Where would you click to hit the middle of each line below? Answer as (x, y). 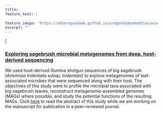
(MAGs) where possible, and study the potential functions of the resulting (78, 96)
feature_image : (20, 23)
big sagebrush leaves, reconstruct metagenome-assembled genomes (75, 91)
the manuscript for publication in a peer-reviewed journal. (63, 107)
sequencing (39, 60)
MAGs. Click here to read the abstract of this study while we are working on (81, 101)
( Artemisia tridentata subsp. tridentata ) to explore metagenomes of (72, 76)
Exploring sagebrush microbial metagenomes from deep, (73, 54)
